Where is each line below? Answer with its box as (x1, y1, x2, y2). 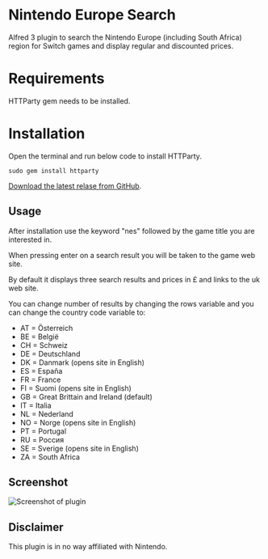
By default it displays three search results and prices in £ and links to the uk (8, 274, 261, 284)
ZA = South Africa (19, 451, 81, 462)
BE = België (19, 332, 59, 341)
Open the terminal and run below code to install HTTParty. (8, 151, 202, 161)
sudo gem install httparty (8, 167, 99, 175)
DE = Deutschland (19, 349, 81, 358)
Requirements (8, 70, 105, 88)
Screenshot (8, 476, 69, 489)
